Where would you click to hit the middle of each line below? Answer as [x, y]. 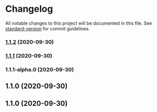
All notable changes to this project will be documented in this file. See [79, 23]
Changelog [29, 9]
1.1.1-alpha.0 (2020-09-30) [40, 69]
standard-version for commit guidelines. [48, 28]
